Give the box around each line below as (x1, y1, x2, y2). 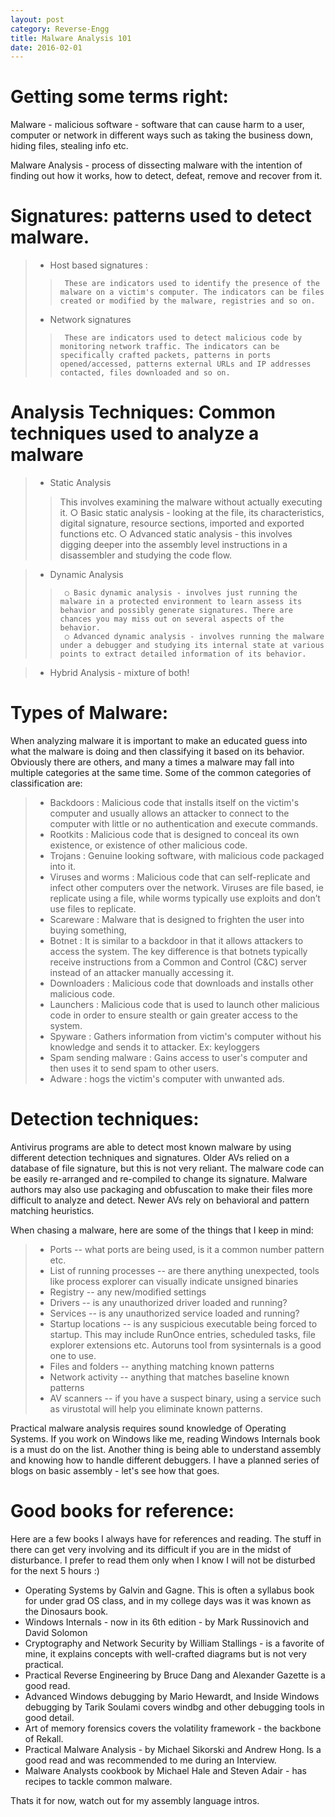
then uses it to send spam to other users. (49, 1062, 220, 1074)
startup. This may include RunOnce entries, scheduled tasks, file (49, 1328, 316, 1340)
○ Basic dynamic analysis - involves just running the (64, 588, 298, 598)
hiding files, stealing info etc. (10, 140, 129, 152)
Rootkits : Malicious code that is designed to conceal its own (49, 829, 300, 840)
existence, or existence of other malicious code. (49, 839, 248, 851)
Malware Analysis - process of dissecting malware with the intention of (10, 159, 303, 171)
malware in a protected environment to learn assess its (59, 597, 303, 607)
